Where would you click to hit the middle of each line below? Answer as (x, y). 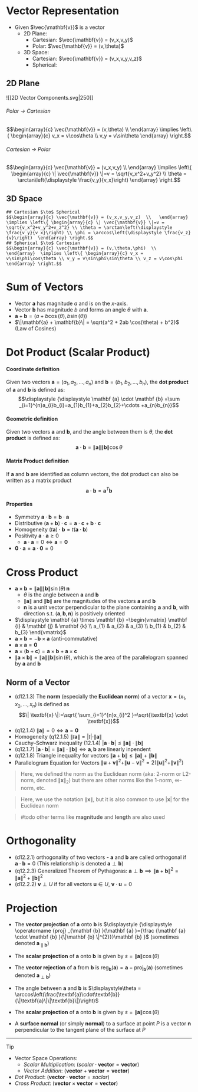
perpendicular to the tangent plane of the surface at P (80, 1029)
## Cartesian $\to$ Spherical (43, 212)
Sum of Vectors (45, 287)
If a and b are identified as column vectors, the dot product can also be (92, 474)
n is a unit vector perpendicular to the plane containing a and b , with (106, 607)
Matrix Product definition (37, 461)
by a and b (28, 664)
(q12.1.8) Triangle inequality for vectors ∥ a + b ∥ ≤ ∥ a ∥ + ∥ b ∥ (86, 755)
